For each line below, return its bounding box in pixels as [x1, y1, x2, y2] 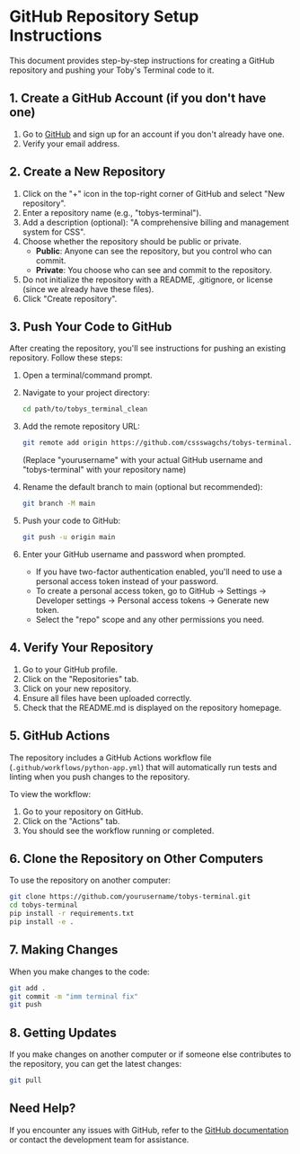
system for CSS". [22, 226, 86, 237]
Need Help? [9, 1101, 76, 1116]
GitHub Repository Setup [9, 6, 199, 27]
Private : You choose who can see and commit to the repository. [35, 264, 272, 275]
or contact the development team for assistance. [9, 1134, 190, 1145]
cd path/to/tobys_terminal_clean [22, 404, 148, 414]
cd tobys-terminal [9, 901, 78, 910]
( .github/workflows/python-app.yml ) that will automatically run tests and [9, 761, 278, 772]
